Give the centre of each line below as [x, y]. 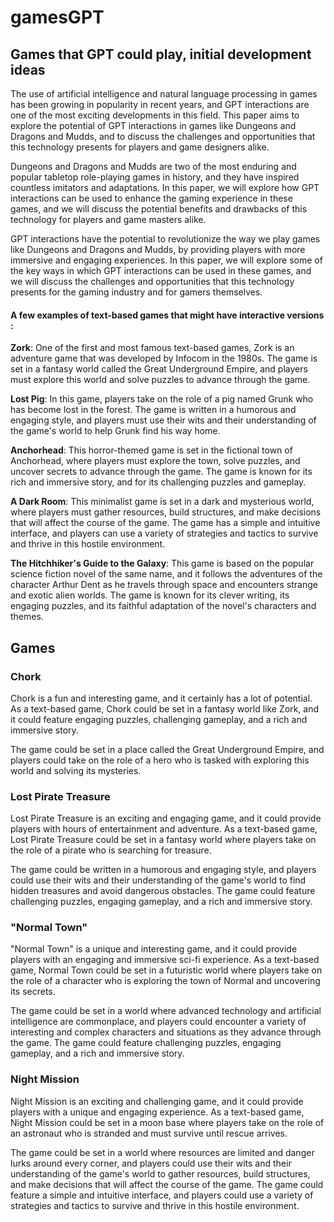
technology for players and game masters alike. [108, 219]
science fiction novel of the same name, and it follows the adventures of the [166, 574]
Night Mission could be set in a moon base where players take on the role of [167, 1122]
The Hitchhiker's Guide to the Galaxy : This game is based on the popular [162, 563]
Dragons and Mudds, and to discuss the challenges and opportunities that [163, 136]
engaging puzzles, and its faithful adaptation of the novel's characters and [163, 606]
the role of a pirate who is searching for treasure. [111, 850]
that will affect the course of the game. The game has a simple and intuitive [165, 523]
